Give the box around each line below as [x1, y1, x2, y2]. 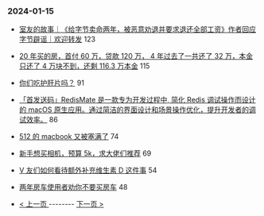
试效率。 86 [18, 115, 59, 125]
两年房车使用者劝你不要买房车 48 [18, 183, 128, 192]
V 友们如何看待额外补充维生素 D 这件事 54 [18, 165, 157, 175]
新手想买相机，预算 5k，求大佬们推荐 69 [18, 148, 152, 158]
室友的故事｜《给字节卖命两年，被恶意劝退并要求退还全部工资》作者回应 [18, 25, 256, 34]
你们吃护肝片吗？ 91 [18, 78, 85, 88]
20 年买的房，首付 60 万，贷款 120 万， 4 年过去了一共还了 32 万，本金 [18, 52, 254, 61]
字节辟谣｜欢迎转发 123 [18, 34, 96, 44]
